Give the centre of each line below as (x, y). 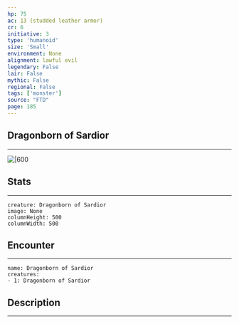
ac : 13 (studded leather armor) (55, 21)
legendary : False (33, 67)
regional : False (31, 87)
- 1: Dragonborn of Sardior (49, 281)
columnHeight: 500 (34, 217)
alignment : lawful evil (43, 61)
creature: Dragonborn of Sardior (57, 205)
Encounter (31, 245)
